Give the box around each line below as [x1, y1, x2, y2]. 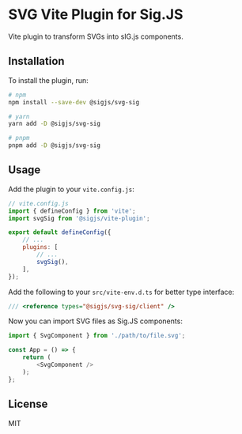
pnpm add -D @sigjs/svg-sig [8, 142, 101, 149]
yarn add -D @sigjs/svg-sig [8, 120, 101, 128]
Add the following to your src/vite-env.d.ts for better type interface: [8, 287, 235, 296]
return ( [22, 353, 51, 361]
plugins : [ [22, 243, 59, 251]
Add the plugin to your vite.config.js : [8, 184, 134, 194]
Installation [8, 55, 65, 68]
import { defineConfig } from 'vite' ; [8, 207, 136, 215]
